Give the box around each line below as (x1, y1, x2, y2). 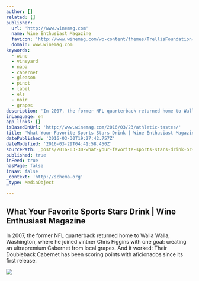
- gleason (11, 75, 36, 81)
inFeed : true (6, 158, 38, 164)
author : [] (6, 8, 33, 15)
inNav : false (6, 168, 38, 175)
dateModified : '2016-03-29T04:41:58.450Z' (6, 140, 113, 147)
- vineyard (11, 58, 38, 64)
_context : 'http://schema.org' (6, 174, 84, 180)
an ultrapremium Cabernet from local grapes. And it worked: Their (6, 244, 168, 251)
